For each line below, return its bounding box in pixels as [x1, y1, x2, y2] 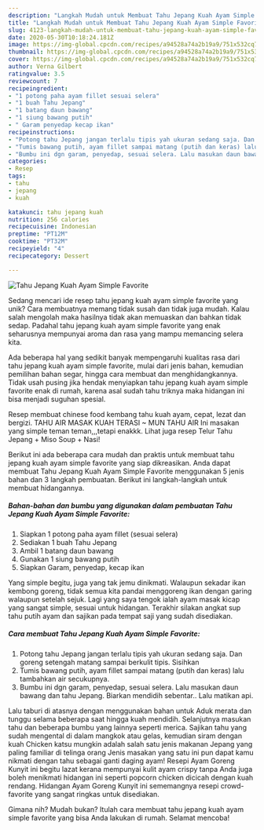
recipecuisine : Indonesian [8, 223, 97, 231]
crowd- [220, 781, 245, 790]
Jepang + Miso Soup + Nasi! [8, 434, 101, 444]
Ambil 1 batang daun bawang [19, 546, 114, 555]
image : [8, 41, 30, 49]
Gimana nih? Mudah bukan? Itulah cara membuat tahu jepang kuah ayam [8, 804, 244, 814]
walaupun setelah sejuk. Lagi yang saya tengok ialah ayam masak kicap [8, 594, 240, 604]
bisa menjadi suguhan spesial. [8, 394, 106, 404]
